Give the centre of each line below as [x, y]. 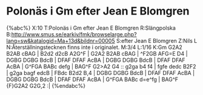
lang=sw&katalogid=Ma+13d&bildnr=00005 [61, 41]
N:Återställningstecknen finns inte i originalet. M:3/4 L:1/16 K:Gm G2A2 [95, 47]
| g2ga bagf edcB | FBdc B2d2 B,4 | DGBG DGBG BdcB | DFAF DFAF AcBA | [101, 73]
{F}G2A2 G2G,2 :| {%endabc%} [46, 85]
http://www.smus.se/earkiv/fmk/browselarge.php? [74, 34]
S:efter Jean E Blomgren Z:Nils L [157, 41]
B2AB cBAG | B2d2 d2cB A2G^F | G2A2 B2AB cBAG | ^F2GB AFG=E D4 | [97, 53]
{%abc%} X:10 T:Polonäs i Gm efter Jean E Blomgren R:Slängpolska [91, 28]
